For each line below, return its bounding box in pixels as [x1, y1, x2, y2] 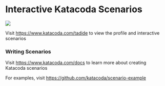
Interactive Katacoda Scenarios [5, 4, 142, 15]
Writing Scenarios [5, 48, 51, 55]
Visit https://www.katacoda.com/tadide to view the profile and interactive [5, 30, 160, 36]
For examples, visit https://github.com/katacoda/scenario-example [5, 75, 146, 81]
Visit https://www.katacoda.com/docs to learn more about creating [5, 60, 147, 66]
